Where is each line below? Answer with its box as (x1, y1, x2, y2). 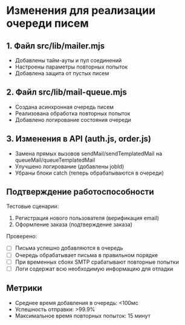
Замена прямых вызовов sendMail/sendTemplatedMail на (15, 150, 163, 157)
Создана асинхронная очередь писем (15, 103, 114, 110)
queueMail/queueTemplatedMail (15, 156, 96, 164)
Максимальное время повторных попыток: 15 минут (15, 312, 151, 319)
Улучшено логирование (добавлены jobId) (15, 162, 125, 170)
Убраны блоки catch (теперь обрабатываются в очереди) (15, 169, 164, 176)
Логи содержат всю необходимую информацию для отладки (15, 265, 174, 272)
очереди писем (6, 16, 89, 30)
